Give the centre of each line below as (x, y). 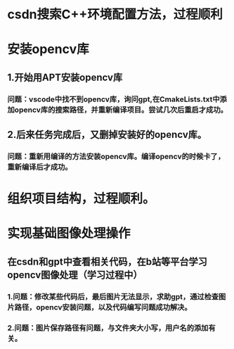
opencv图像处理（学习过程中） (75, 275)
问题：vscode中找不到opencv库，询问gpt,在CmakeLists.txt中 (113, 99)
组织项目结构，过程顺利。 (82, 199)
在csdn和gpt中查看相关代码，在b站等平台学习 (107, 261)
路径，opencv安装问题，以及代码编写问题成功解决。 (103, 307)
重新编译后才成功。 (40, 167)
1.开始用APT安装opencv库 (65, 77)
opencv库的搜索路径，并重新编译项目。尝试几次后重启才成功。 (121, 110)
